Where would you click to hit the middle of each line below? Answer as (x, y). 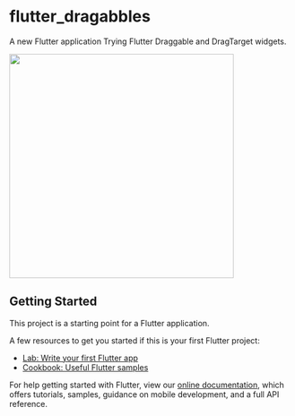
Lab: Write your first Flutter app (80, 358)
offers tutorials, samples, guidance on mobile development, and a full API (144, 394)
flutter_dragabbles (80, 17)
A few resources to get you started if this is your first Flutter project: (134, 340)
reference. (28, 403)
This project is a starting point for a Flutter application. (109, 323)
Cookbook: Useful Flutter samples (85, 367)
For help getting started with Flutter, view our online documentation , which (147, 385)
